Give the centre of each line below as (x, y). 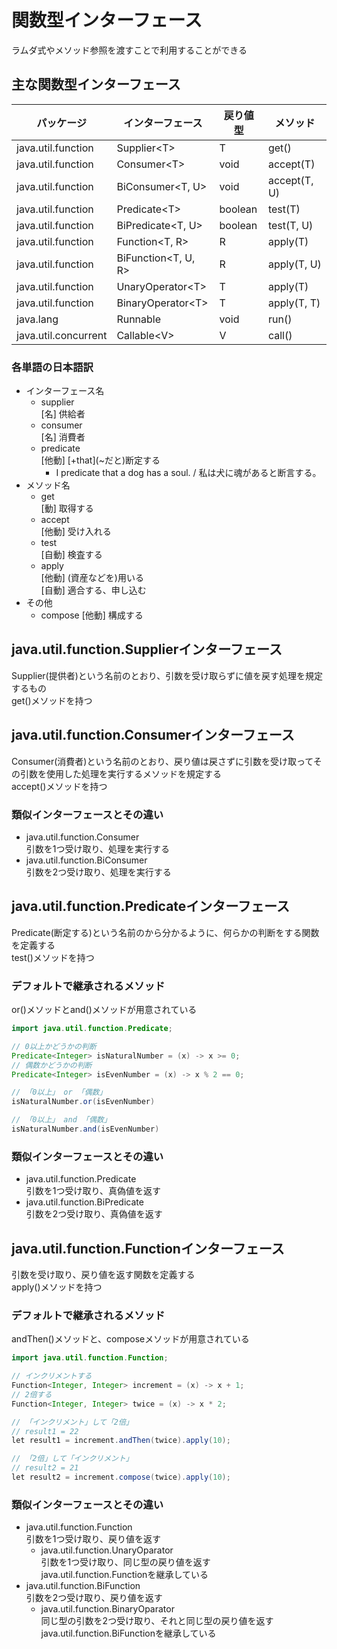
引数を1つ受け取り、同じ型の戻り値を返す (125, 1562)
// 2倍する (32, 1394)
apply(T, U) (294, 264)
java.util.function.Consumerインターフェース (153, 735)
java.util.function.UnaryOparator (107, 1550)
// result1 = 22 (45, 1431)
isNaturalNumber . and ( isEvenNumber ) (85, 1129)
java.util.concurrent (62, 335)
